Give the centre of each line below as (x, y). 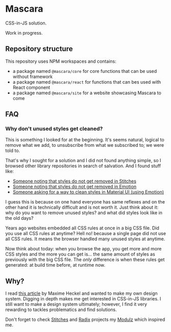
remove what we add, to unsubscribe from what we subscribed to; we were (85, 145)
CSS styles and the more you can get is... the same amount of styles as (80, 254)
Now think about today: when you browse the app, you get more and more (83, 249)
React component (31, 87)
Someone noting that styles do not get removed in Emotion (75, 187)
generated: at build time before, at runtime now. (55, 265)
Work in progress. (24, 33)
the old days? (19, 218)
